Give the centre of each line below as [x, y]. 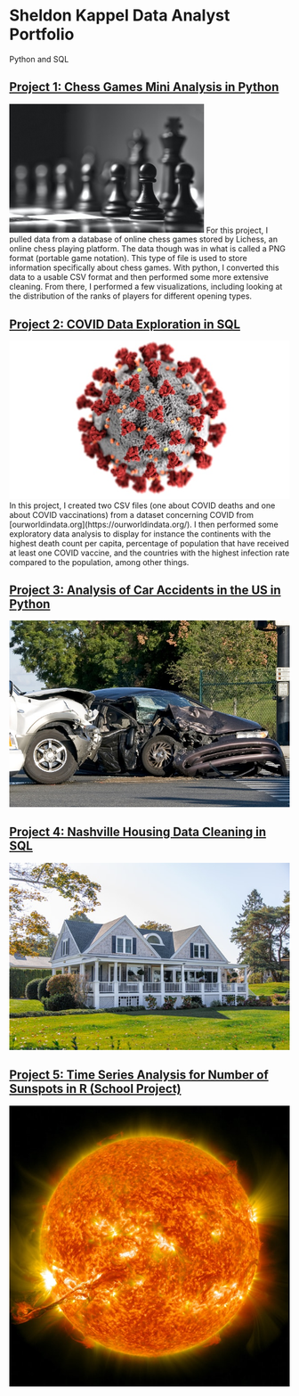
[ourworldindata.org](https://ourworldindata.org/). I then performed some [144, 524]
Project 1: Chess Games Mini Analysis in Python [144, 87]
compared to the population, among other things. [99, 562]
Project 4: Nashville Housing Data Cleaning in [138, 832]
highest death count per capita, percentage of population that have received [149, 543]
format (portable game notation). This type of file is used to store [128, 259]
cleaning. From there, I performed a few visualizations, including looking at [146, 287]
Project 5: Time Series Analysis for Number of [139, 1075]
